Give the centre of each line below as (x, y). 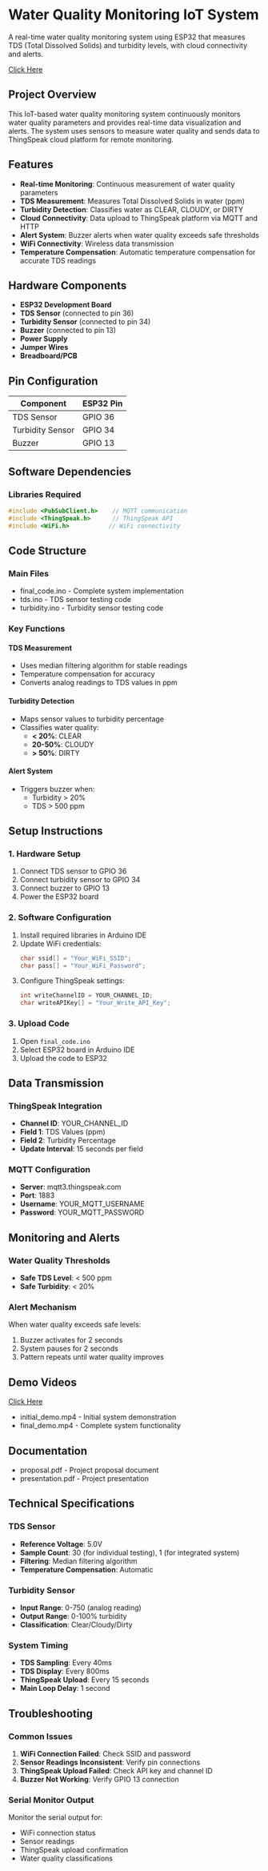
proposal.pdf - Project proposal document (89, 1470)
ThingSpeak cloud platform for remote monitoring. (91, 139)
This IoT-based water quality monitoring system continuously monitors (124, 114)
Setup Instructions (56, 831)
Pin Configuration (53, 381)
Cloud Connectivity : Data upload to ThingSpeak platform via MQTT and (139, 218)
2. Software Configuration (60, 917)
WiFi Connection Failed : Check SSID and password (105, 1754)
